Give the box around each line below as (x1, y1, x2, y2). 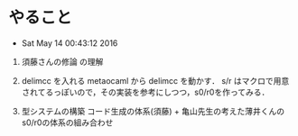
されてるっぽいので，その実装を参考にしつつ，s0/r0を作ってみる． (21, 86, 270, 97)
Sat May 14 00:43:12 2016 (21, 37, 118, 49)
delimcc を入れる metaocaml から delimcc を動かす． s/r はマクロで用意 (21, 75, 290, 86)
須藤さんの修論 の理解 (21, 56, 104, 67)
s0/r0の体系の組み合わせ (21, 117, 114, 128)
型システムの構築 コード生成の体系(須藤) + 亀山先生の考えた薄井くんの (21, 105, 285, 116)
